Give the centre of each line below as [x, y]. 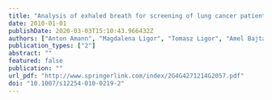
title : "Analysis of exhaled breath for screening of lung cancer [123, 16]
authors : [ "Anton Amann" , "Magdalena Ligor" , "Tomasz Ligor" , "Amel [126, 38]
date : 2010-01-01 [38, 23]
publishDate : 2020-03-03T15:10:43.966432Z [81, 31]
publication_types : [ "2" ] [52, 46]
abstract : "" [30, 53]
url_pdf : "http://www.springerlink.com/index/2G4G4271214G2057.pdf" [126, 76]
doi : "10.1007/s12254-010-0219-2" [67, 83]
